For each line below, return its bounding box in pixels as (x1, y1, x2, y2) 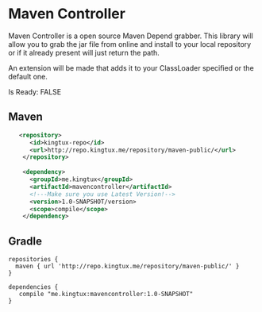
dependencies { (8, 283, 59, 291)
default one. (8, 71, 48, 81)
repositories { (8, 256, 59, 264)
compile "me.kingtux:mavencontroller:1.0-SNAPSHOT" (18, 291, 194, 299)
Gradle (8, 234, 42, 248)
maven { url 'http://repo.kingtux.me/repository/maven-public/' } (15, 263, 240, 271)
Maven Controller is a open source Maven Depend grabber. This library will (8, 31, 254, 40)
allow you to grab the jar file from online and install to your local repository (8, 39, 252, 48)
